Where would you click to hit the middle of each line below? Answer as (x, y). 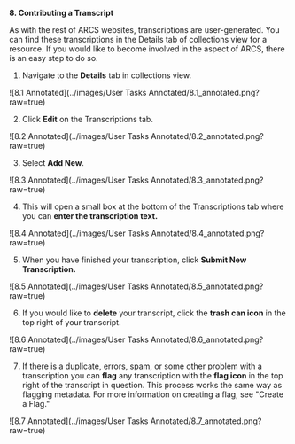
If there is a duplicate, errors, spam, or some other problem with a (142, 366)
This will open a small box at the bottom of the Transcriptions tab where (153, 206)
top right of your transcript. (71, 322)
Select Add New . (53, 163)
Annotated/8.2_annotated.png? (207, 136)
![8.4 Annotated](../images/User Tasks (79, 233)
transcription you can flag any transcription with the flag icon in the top (152, 375)
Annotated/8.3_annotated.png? (207, 180)
